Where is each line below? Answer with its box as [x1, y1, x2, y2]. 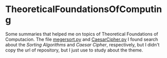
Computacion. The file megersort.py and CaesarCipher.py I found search [5, 36, 158, 42]
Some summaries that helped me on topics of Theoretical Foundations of [5, 31, 158, 37]
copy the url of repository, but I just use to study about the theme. [5, 47, 144, 53]
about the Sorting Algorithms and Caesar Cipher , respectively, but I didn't [5, 41, 160, 47]
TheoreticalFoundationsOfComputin [5, 4, 162, 15]
